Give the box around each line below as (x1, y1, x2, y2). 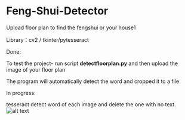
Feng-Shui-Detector (6, 4, 109, 18)
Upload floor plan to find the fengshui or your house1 (6, 24, 136, 31)
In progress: (6, 89, 36, 96)
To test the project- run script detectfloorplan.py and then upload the (6, 60, 178, 67)
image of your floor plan (6, 66, 66, 73)
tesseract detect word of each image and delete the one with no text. (6, 100, 176, 108)
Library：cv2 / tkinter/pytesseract (6, 36, 90, 43)
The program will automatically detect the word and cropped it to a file (6, 78, 180, 85)
